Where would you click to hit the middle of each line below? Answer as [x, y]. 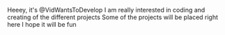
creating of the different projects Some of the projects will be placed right [113, 17]
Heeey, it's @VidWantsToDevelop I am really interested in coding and [106, 10]
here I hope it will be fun [42, 24]
